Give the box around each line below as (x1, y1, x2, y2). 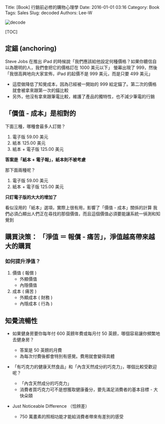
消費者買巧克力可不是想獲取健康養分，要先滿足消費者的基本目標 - (19, 387, 153, 392)
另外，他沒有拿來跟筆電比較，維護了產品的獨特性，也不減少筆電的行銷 (12, 93, 155, 99)
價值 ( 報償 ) (12, 270, 37, 276)
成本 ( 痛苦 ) (12, 289, 37, 294)
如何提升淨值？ (5, 258, 41, 264)
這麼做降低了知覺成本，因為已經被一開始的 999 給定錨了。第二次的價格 (12, 81, 157, 87)
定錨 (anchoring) (5, 44, 57, 53)
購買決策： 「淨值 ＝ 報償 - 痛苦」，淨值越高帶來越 (5, 233, 155, 241)
